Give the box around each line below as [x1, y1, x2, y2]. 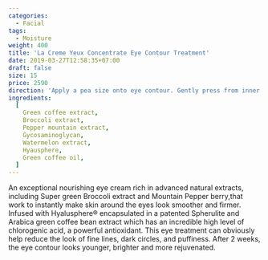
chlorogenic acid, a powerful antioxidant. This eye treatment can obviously [8, 225, 255, 235]
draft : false [8, 64, 52, 72]
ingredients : [8, 94, 52, 102]
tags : [8, 26, 26, 35]
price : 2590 [8, 79, 48, 87]
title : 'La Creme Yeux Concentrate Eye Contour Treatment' [8, 49, 210, 57]
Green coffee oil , [22, 153, 84, 161]
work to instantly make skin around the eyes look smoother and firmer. [8, 200, 242, 209]
